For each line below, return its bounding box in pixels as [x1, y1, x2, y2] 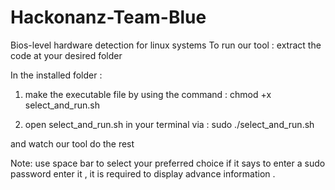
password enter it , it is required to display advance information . [10, 167, 276, 180]
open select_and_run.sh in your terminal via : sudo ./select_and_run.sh [24, 118, 315, 130]
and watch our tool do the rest [10, 137, 135, 150]
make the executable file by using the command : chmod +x [24, 88, 272, 100]
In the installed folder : [10, 69, 103, 81]
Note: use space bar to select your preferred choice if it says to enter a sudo [10, 157, 326, 169]
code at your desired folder [10, 49, 123, 61]
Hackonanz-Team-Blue [10, 6, 207, 29]
